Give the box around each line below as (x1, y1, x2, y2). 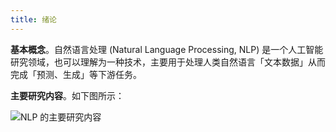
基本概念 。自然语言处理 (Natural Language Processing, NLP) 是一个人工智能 (10, 43, 324, 55)
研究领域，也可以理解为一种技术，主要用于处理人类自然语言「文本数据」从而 (10, 56, 326, 68)
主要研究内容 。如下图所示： (10, 89, 125, 101)
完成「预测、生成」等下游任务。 (10, 68, 142, 80)
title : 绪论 (10, 14, 57, 25)
